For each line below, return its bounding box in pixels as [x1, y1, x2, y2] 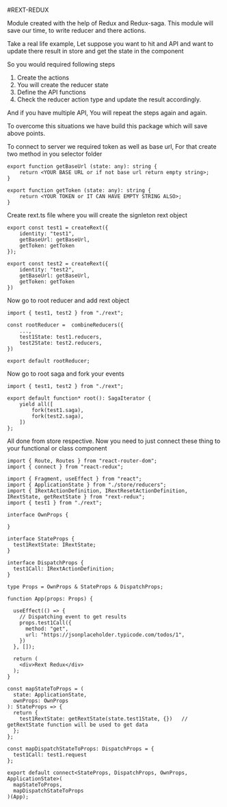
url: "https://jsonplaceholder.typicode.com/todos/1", [25, 631, 185, 638]
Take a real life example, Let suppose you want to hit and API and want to [7, 40, 214, 47]
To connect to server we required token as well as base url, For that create [7, 143, 217, 150]
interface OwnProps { [7, 511, 69, 518]
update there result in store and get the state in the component [7, 47, 184, 55]
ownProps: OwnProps [13, 697, 69, 704]
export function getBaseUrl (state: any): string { [7, 163, 157, 170]
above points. [7, 130, 46, 137]
